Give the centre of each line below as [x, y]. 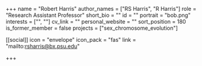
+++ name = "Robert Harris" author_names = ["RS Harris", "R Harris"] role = [101, 9]
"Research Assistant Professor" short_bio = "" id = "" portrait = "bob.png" [98, 15]
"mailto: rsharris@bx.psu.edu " [43, 46]
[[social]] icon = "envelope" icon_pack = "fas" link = [71, 40]
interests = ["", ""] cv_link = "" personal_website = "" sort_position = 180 [96, 21]
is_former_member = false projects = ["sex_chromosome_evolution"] [92, 28]
